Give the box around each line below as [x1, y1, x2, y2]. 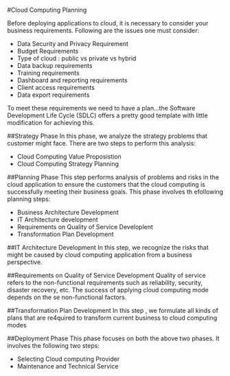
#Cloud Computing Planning [7, 6, 87, 14]
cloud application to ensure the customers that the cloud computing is [7, 180, 206, 188]
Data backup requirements [16, 62, 93, 69]
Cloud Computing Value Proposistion [16, 152, 122, 161]
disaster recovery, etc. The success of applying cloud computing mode [7, 286, 209, 294]
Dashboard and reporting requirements [16, 76, 128, 84]
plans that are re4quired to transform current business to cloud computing [7, 314, 218, 322]
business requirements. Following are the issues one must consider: [7, 27, 200, 34]
